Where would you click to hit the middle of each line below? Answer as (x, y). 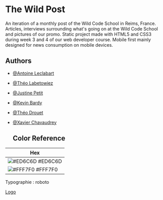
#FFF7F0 (47, 170)
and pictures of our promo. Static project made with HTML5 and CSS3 (78, 34)
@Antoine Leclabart (33, 73)
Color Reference (39, 138)
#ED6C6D (50, 161)
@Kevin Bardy (27, 103)
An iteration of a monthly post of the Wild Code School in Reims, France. (81, 23)
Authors (18, 61)
